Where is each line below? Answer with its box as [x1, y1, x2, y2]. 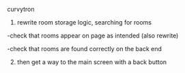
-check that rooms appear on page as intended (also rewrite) [7, 31, 179, 40]
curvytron [7, 5, 35, 13]
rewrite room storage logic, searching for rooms [16, 18, 152, 26]
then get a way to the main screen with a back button [16, 58, 167, 66]
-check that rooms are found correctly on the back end [7, 45, 162, 53]
